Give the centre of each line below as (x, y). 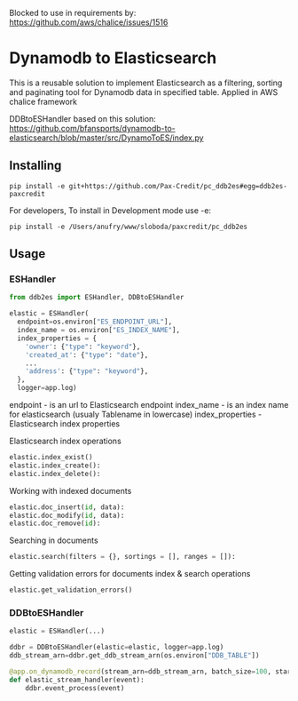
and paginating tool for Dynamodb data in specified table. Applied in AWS (144, 92)
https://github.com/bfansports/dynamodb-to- (92, 128)
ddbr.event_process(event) (75, 688)
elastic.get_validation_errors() (71, 590)
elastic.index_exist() (51, 458)
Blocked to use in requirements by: (73, 13)
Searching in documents (54, 540)
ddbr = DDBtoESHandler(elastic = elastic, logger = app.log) (117, 648)
